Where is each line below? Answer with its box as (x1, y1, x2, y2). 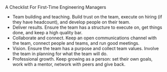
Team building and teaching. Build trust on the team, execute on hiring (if (12, 14, 163, 19)
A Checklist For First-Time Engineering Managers (5, 4, 106, 10)
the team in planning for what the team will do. (12, 51, 108, 57)
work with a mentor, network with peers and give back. (12, 62, 126, 67)
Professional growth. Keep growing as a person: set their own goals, (12, 56, 153, 62)
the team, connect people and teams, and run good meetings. (12, 40, 140, 46)
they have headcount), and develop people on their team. (12, 19, 131, 25)
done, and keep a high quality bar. (12, 30, 83, 35)
